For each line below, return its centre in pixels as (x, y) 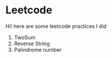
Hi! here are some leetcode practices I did (56, 26)
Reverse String (32, 43)
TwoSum (25, 37)
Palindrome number (38, 49)
